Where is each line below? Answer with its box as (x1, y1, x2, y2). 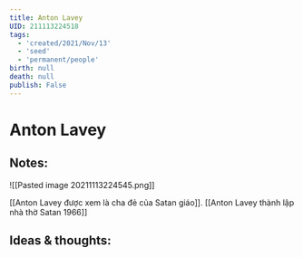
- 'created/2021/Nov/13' (17, 38, 112, 48)
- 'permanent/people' (17, 55, 100, 64)
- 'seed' (17, 47, 51, 56)
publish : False (9, 81, 67, 90)
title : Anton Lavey (9, 13, 83, 23)
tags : (9, 30, 30, 39)
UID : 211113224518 (9, 22, 79, 31)
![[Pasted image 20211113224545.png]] (9, 179, 155, 190)
